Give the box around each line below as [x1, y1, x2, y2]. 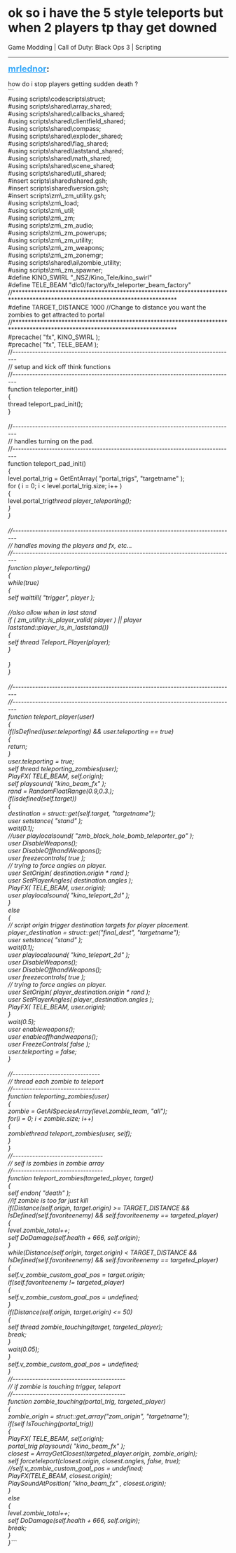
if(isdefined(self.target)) [8, 794, 77, 803]
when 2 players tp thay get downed [8, 20, 217, 36]
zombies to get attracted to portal [8, 310, 105, 319]
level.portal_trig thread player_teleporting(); [8, 496, 132, 505]
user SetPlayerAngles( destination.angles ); [8, 876, 134, 884]
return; [8, 742, 27, 750]
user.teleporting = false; [8, 1047, 78, 1056]
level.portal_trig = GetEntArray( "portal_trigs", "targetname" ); [8, 474, 185, 483]
